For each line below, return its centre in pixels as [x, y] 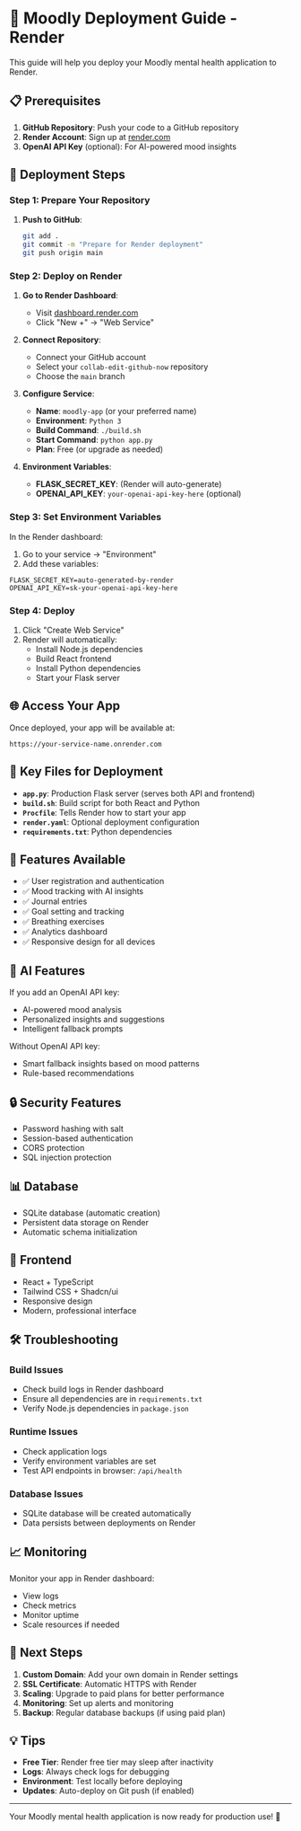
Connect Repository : [61, 340]
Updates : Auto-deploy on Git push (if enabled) [108, 1791]
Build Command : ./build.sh [88, 430]
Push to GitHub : [52, 220]
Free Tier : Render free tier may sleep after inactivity [118, 1762]
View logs [40, 1596]
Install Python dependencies [88, 668]
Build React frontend [73, 659]
